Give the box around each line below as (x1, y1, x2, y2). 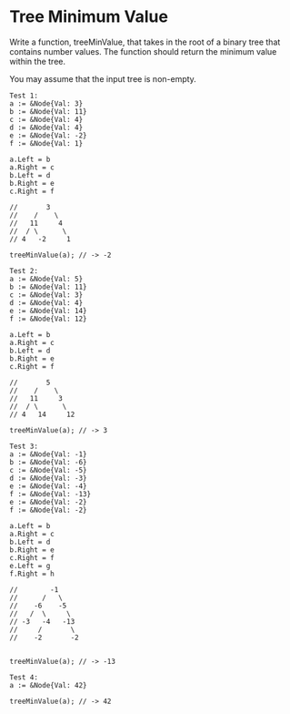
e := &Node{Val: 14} (9, 306, 88, 315)
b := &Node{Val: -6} (9, 457, 88, 466)
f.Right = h (9, 569, 55, 578)
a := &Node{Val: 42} (9, 680, 88, 689)
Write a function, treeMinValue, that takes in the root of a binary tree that (9, 36, 281, 47)
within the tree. (9, 56, 66, 66)
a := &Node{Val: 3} (9, 98, 84, 108)
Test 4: (9, 672, 39, 682)
